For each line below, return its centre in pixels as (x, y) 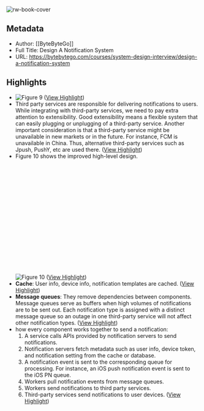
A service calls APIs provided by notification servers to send (100, 335)
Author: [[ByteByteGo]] (44, 44)
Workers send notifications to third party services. (88, 388)
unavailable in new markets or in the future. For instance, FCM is (96, 136)
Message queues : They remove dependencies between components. (103, 296)
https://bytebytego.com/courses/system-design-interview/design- (113, 57)
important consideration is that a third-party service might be (93, 130)
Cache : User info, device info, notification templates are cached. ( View (105, 283)
